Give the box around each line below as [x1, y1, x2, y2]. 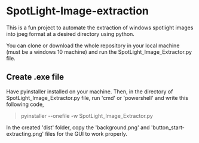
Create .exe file [6, 72, 65, 82]
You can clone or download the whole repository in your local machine [6, 42, 180, 49]
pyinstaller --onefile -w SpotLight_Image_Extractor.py [20, 112, 154, 119]
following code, [6, 101, 44, 108]
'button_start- [151, 124, 185, 131]
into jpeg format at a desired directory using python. [6, 30, 134, 37]
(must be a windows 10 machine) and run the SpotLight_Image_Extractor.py [6, 48, 192, 55]
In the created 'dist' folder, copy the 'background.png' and [6, 124, 150, 131]
